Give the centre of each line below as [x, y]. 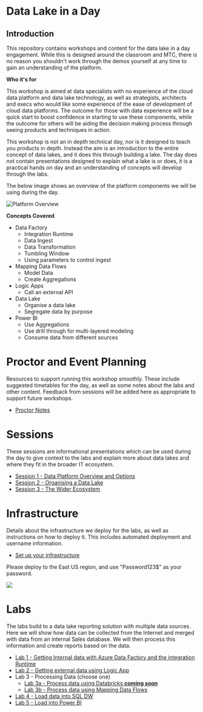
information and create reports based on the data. [68, 645]
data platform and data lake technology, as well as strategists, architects [96, 98]
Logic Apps [29, 286]
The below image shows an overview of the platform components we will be [101, 186]
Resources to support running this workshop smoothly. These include [93, 379]
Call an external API [49, 292]
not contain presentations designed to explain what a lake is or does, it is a [99, 161]
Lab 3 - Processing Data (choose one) [63, 677]
